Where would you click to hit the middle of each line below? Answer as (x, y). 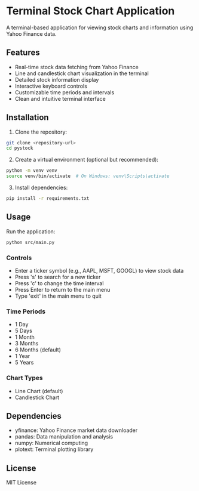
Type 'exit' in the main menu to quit (58, 296)
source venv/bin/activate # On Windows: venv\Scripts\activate (88, 176)
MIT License (22, 483)
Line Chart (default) (39, 391)
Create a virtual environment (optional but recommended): (86, 160)
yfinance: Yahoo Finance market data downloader (76, 430)
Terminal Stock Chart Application (91, 11)
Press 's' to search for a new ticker (58, 277)
